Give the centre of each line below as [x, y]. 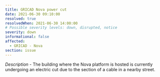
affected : [15, 41]
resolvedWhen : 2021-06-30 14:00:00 [41, 23]
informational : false [27, 37]
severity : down [21, 32]
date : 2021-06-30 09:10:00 [33, 14]
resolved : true [21, 19]
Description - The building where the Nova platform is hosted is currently [79, 64]
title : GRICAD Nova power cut [36, 10]
